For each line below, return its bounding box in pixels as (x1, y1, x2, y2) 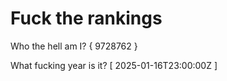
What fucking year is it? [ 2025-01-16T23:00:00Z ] (10, 59, 218, 71)
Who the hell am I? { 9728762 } (10, 40, 138, 52)
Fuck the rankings (10, 7, 163, 30)
